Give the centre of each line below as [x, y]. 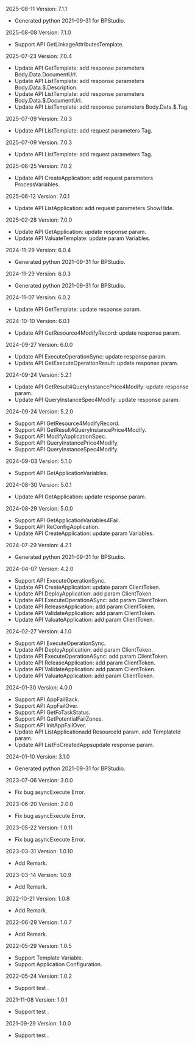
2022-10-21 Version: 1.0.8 [38, 898]
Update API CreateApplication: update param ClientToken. [87, 587]
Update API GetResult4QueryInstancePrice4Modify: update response [102, 387]
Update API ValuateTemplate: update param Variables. [82, 238]
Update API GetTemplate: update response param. [78, 309]
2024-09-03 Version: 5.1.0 [39, 461]
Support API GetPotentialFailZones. [59, 719]
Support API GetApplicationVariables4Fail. [67, 520]
